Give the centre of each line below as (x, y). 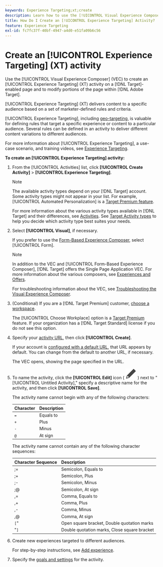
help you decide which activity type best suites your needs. (72, 221)
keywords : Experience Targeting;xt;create (49, 10)
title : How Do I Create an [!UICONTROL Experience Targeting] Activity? (80, 20)
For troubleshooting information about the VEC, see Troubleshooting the (84, 289)
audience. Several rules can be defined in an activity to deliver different (76, 129)
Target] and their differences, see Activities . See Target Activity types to (84, 216)
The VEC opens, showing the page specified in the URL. (68, 362)
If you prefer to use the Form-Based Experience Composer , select (78, 240)
